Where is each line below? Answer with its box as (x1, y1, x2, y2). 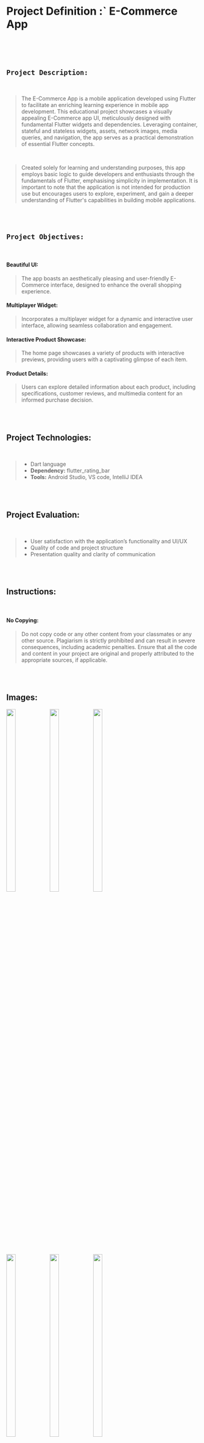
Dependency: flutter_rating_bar (30, 467, 110, 474)
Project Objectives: (6, 232, 85, 241)
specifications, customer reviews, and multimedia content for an (21, 390, 183, 397)
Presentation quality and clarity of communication (30, 551, 156, 557)
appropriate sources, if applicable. (21, 656, 108, 664)
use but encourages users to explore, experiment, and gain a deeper (21, 189, 194, 197)
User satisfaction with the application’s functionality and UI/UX (30, 538, 188, 545)
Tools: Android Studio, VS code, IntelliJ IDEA (30, 474, 143, 481)
